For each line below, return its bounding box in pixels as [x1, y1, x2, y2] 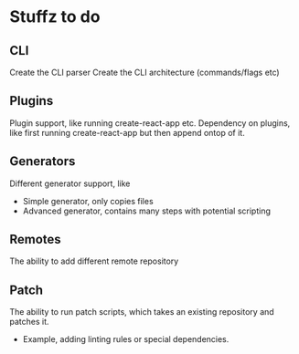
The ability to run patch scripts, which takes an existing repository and [9, 307, 274, 318]
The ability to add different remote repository [9, 255, 179, 266]
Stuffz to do [9, 6, 101, 27]
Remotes [9, 232, 61, 247]
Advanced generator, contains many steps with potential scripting [22, 205, 272, 216]
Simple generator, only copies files [22, 195, 154, 206]
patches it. [9, 317, 49, 328]
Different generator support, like [9, 178, 131, 189]
